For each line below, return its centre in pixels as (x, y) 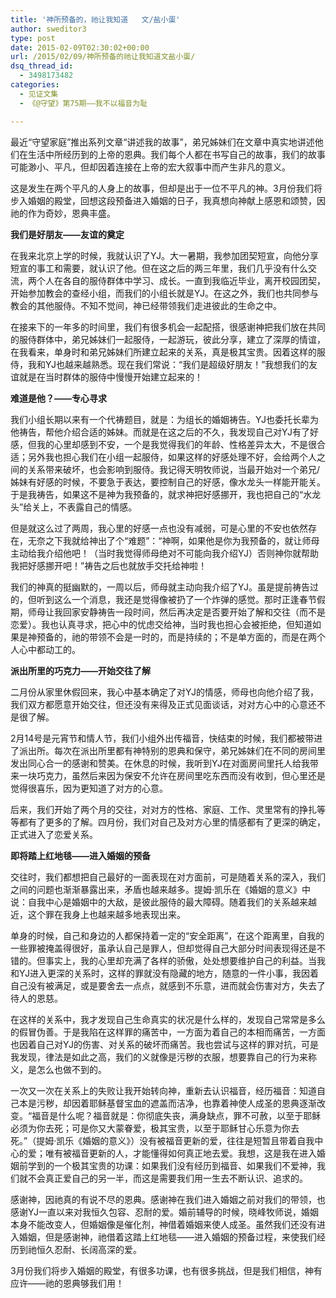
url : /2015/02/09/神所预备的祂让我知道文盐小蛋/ (103, 57)
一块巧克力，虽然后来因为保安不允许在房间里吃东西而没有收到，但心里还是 (172, 775)
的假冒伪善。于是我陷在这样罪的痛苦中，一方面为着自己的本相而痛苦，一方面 (168, 1032)
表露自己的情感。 (102, 507)
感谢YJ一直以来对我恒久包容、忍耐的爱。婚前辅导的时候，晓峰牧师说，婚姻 (165, 1212)
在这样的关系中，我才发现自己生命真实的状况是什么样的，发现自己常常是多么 (168, 1019)
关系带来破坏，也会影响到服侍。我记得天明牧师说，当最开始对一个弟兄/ (174, 469)
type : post (33, 38)
